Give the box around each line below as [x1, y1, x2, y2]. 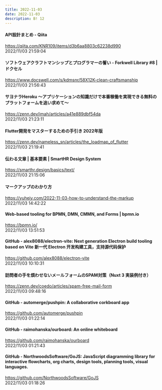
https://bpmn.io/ [5, 222, 38, 228]
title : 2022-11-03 [5, 7, 42, 12]
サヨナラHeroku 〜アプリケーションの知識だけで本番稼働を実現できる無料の [5, 94, 157, 100]
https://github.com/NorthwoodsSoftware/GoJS [5, 374, 99, 380]
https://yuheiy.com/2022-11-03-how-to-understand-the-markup [5, 195, 134, 201]
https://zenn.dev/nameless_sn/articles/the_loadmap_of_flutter [5, 139, 129, 145]
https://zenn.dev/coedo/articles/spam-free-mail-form [5, 283, 113, 289]
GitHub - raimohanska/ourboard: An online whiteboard [5, 326, 118, 332]
